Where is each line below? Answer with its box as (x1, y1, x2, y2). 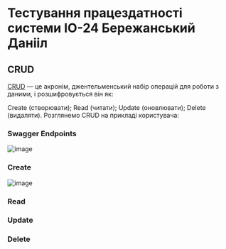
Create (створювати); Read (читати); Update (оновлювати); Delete (7, 104, 206, 111)
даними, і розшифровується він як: (7, 90, 114, 98)
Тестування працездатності (7, 5, 183, 21)
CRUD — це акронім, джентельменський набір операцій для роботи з (7, 82, 219, 90)
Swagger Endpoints (7, 128, 77, 138)
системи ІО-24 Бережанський (7, 20, 195, 36)
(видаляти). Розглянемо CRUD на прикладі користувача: (7, 111, 180, 119)
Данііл (7, 35, 48, 51)
